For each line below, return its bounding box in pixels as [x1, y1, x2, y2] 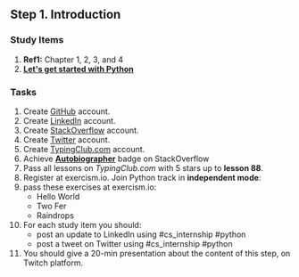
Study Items [10, 34, 64, 46]
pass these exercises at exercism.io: [22, 182, 157, 192]
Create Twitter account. [22, 134, 111, 145]
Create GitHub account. [22, 106, 111, 117]
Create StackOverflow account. [22, 125, 139, 135]
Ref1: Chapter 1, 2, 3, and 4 [22, 53, 124, 65]
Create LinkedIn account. [22, 115, 116, 126]
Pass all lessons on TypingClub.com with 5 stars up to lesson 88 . [22, 162, 264, 173]
